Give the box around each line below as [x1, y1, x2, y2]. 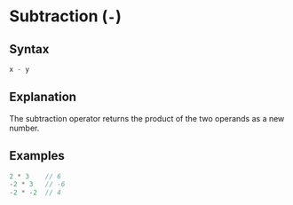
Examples [9, 148, 65, 163]
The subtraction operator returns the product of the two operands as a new [9, 113, 285, 123]
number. [9, 122, 40, 133]
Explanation [9, 90, 77, 105]
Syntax [9, 42, 50, 57]
